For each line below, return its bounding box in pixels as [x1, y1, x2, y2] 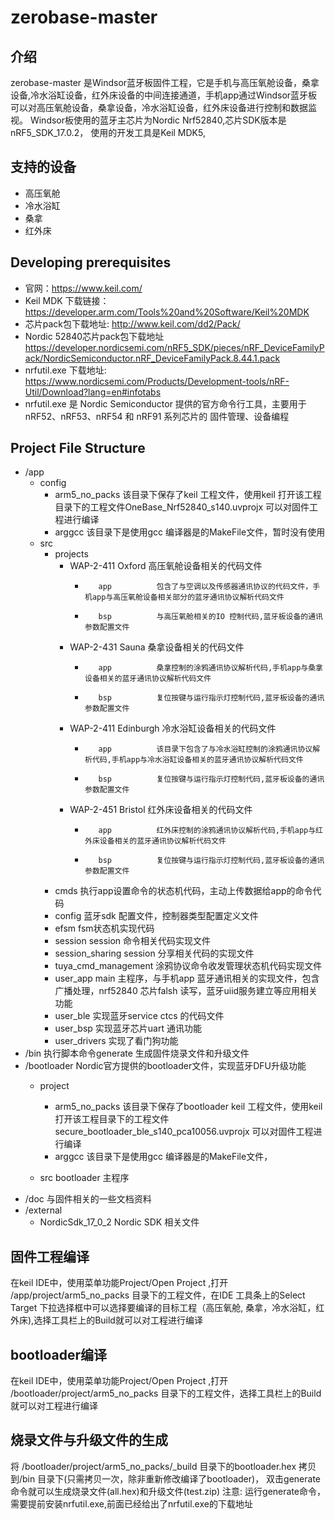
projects [54, 548, 89, 560]
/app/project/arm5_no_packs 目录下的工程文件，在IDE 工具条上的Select [10, 1289, 306, 1301]
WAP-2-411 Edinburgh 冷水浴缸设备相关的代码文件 [69, 722, 277, 735]
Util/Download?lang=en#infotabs [24, 386, 162, 398]
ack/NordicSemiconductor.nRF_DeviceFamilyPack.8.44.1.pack [24, 352, 281, 364]
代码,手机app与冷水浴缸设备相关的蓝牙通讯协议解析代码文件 [91, 755, 304, 765]
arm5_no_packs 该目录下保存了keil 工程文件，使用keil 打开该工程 [54, 489, 322, 501]
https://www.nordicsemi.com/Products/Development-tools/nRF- [24, 375, 290, 387]
